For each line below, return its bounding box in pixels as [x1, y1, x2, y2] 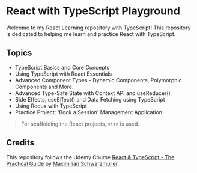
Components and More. [14, 83, 74, 90]
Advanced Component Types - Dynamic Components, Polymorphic [14, 76, 182, 83]
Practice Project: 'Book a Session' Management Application [14, 108, 162, 115]
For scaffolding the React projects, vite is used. [20, 120, 139, 127]
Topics [6, 48, 32, 58]
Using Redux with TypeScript [14, 102, 87, 109]
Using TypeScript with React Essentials [14, 70, 112, 77]
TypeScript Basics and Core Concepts [14, 64, 110, 71]
